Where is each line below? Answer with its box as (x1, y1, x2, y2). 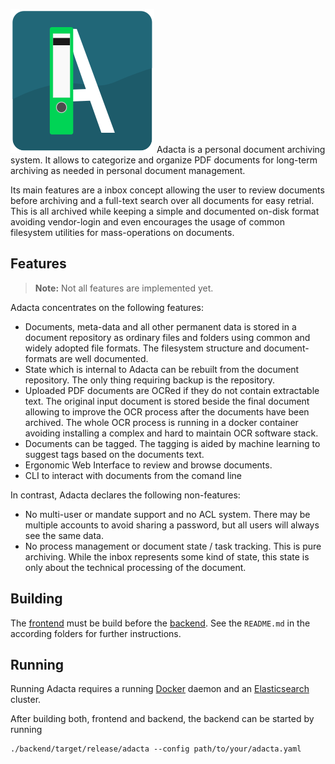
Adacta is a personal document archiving (156, 144, 326, 155)
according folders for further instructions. (10, 627, 182, 639)
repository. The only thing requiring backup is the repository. (24, 374, 275, 386)
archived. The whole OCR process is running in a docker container (24, 416, 299, 428)
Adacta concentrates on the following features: (10, 301, 204, 313)
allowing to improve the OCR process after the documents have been (24, 405, 310, 418)
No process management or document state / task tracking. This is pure (24, 540, 322, 552)
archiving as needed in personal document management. (10, 165, 246, 176)
